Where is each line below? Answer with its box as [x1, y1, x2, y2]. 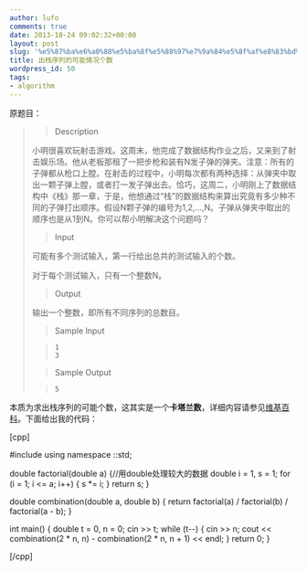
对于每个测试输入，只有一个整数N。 [31, 270, 167, 280]
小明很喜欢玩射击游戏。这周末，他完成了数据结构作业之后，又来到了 [31, 144, 289, 155]
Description [54, 125, 99, 137]
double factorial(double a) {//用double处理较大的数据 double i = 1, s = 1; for [9, 468, 291, 479]
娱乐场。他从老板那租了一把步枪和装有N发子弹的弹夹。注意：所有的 [39, 156, 295, 167]
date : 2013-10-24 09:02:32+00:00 [9, 30, 137, 39]
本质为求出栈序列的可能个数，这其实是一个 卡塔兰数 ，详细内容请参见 [9, 401, 266, 412]
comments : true [9, 22, 68, 31]
